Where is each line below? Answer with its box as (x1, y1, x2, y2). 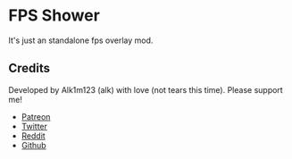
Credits (8, 61, 51, 76)
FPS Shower (8, 5, 100, 26)
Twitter (21, 121, 48, 131)
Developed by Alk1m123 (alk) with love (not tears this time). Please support (8, 84, 283, 95)
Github (21, 139, 46, 150)
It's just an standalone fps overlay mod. (8, 35, 154, 46)
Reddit (21, 130, 46, 141)
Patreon (21, 111, 51, 121)
